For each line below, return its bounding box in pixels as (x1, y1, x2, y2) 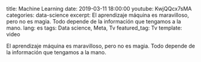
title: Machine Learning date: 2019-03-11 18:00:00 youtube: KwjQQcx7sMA (6, 5, 192, 12)
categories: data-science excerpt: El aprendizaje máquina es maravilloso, (6, 11, 189, 19)
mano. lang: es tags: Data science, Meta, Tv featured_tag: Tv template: (6, 24, 183, 31)
